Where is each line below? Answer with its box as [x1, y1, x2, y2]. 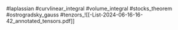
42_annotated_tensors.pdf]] [6, 18, 75, 24]
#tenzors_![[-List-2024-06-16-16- [60, 11, 143, 18]
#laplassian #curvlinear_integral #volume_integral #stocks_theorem [6, 5, 172, 12]
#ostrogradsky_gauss [6, 11, 59, 18]
